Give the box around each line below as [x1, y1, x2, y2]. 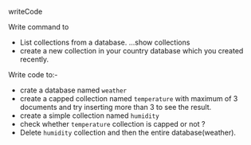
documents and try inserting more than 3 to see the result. [19, 103, 212, 112]
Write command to [8, 22, 69, 31]
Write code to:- [8, 70, 58, 79]
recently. [19, 55, 49, 64]
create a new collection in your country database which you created [19, 46, 244, 55]
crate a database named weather [19, 85, 127, 95]
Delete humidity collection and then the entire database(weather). [19, 127, 237, 137]
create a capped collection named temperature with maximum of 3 [19, 94, 238, 103]
